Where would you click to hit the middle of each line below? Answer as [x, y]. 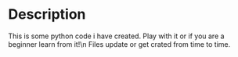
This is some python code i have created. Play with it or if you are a [116, 36]
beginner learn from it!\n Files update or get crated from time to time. [119, 44]
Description [47, 14]
